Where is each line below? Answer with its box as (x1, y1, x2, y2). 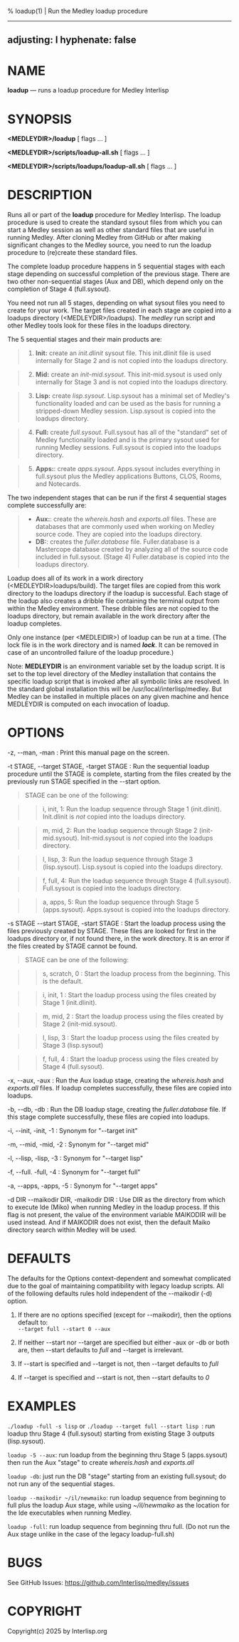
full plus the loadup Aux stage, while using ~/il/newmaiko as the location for (7, 1501, 230, 1510)
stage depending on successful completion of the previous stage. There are (7, 270, 230, 278)
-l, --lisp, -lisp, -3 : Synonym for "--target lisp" (7, 1154, 144, 1163)
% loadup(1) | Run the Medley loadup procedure (7, 7, 148, 15)
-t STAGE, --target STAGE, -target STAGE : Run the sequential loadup (7, 762, 210, 771)
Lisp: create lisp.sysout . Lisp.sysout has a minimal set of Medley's (35, 391, 230, 400)
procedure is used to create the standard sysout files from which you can (7, 218, 223, 227)
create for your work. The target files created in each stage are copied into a (7, 306, 232, 315)
